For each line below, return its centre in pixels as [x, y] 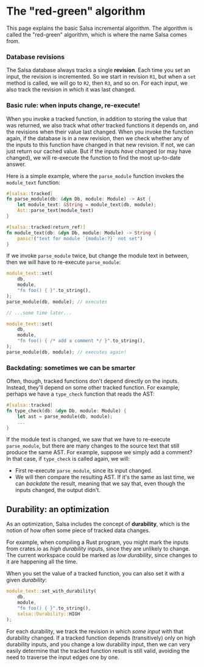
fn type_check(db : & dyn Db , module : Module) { [66, 411]
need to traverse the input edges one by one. [63, 657]
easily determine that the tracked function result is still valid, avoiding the [98, 651]
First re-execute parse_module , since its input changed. [84, 471]
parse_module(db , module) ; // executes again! [66, 352]
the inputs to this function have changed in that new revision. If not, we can [100, 144]
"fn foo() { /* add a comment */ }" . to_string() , [82, 341]
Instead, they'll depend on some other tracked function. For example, [93, 388]
